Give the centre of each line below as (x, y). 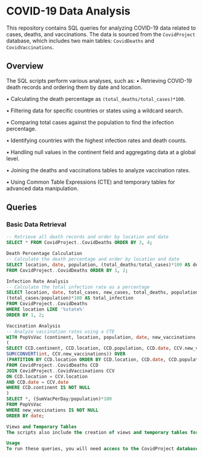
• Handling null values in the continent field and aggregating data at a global (101, 152)
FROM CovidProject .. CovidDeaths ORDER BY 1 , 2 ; (67, 270)
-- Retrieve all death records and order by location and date (88, 237)
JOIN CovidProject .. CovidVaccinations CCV (60, 371)
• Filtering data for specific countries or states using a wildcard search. (95, 111)
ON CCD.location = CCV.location (47, 376)
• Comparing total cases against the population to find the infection (90, 122)
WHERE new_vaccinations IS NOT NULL (52, 410)
